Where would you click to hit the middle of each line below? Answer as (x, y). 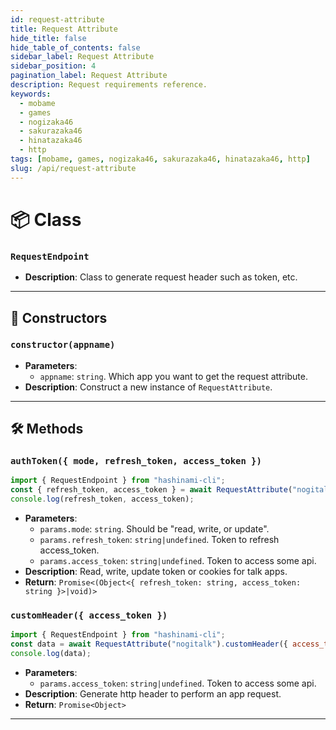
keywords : (31, 94)
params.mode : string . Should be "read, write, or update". (154, 529)
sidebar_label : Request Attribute (82, 57)
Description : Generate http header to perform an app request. (153, 694)
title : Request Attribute (64, 29)
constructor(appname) (63, 345)
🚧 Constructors (59, 317)
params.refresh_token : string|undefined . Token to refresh (159, 540)
